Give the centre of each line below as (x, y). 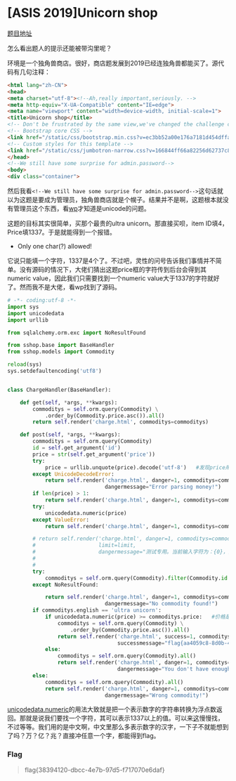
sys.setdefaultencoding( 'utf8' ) (54, 371)
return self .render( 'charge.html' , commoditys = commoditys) (121, 422)
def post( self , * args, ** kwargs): (70, 435)
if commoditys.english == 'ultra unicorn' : (97, 610)
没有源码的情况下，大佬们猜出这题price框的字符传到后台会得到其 (113, 270)
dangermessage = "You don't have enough (174, 669)
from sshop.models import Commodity (61, 352)
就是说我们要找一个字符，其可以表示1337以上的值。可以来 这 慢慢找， (125, 718)
